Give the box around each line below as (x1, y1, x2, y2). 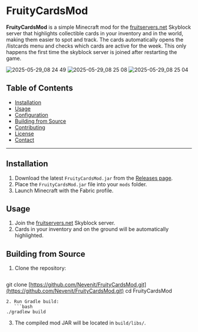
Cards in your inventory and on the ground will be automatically (14, 226, 169, 233)
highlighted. (14, 232, 44, 239)
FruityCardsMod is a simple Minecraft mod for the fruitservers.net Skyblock (6, 24, 192, 31)
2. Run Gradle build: (6, 299, 60, 305)
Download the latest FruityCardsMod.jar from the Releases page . (14, 175, 173, 182)
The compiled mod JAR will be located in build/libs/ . (14, 319, 146, 327)
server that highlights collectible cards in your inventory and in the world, (6, 29, 184, 36)
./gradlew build (6, 309, 46, 315)
